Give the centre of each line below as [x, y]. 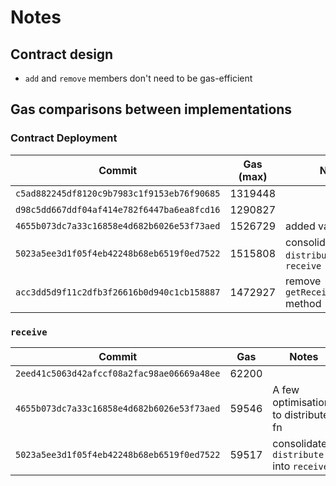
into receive [300, 466]
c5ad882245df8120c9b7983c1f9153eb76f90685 [118, 193]
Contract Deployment [64, 138]
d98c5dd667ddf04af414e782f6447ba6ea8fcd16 [118, 209]
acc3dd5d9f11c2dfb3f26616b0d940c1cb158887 [118, 292]
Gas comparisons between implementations [151, 109]
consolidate [300, 443]
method [303, 303]
